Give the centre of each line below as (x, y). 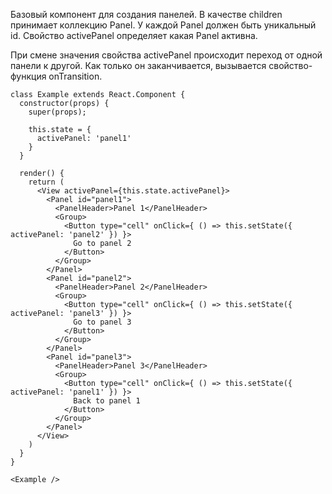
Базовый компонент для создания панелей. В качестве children (146, 14)
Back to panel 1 (107, 401)
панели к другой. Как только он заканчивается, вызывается (138, 65)
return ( (46, 182)
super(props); (57, 112)
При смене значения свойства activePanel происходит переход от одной (166, 55)
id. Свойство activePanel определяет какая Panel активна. (134, 35)
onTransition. (75, 76)
